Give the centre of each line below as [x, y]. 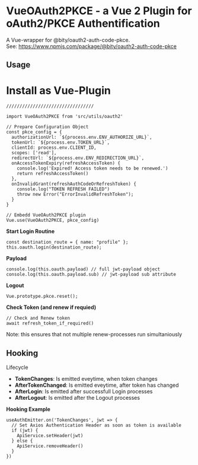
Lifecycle [17, 367]
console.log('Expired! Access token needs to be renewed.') [92, 168]
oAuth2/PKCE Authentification [83, 23]
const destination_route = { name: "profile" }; [67, 242]
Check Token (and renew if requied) [51, 307]
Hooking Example [28, 409]
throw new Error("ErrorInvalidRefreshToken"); [75, 195]
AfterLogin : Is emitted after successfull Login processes [84, 391]
